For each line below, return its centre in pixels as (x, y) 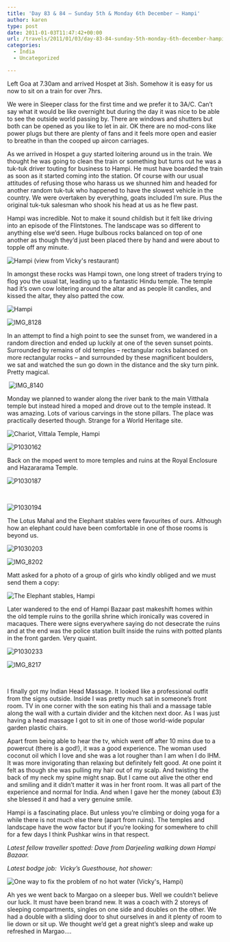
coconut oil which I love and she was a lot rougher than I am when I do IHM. (114, 756)
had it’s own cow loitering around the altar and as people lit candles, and (109, 288)
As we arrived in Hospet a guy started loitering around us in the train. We (110, 154)
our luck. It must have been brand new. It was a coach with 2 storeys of (108, 902)
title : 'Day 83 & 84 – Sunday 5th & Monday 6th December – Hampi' (104, 13)
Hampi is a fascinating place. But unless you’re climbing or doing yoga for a (114, 812)
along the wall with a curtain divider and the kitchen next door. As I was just (114, 713)
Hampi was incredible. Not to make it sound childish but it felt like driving (110, 218)
